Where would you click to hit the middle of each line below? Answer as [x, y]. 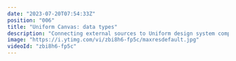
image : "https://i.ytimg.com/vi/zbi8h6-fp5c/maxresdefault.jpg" [103, 40]
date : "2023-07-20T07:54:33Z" [52, 14]
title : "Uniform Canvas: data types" [63, 27]
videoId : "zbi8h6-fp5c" [42, 46]
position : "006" [31, 20]
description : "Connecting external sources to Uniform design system [111, 33]
